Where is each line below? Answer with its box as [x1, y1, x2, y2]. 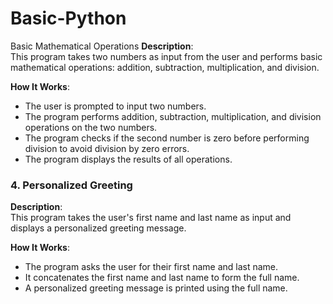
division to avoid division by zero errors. [24, 142, 190, 154]
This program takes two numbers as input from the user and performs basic [10, 50, 323, 62]
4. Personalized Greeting [10, 178, 133, 192]
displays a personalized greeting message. [10, 222, 187, 234]
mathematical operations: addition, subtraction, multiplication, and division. [10, 61, 320, 73]
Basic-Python [10, 7, 127, 30]
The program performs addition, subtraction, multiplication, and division [24, 110, 322, 122]
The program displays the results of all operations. [24, 153, 233, 165]
